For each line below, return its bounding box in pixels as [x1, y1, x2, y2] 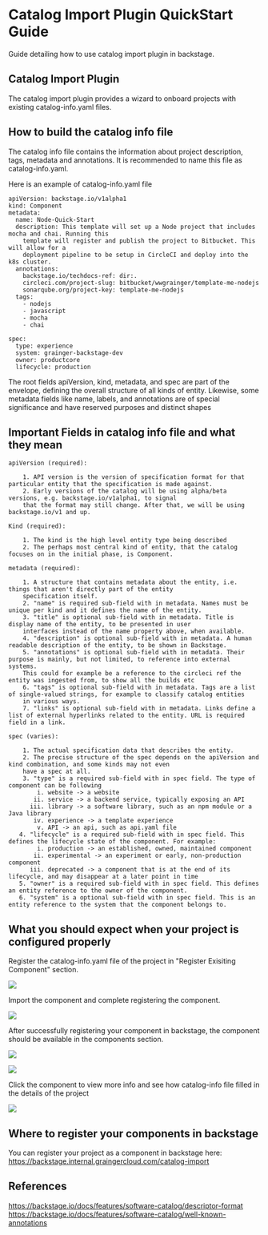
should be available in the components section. [8, 1035, 164, 1044]
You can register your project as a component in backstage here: [8, 1148, 222, 1157]
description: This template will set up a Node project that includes [15, 223, 256, 231]
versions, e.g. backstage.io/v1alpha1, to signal [8, 494, 178, 502]
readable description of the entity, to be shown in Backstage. [8, 642, 227, 650]
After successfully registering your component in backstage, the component [8, 1026, 260, 1036]
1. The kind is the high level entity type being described [22, 537, 227, 545]
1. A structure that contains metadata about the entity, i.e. [22, 578, 238, 586]
